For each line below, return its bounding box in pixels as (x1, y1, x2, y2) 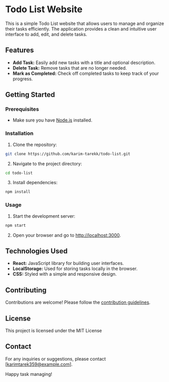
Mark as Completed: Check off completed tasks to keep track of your (12, 70, 159, 76)
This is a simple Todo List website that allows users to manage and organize (5, 20, 164, 26)
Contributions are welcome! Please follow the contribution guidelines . (5, 299, 151, 306)
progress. (12, 75, 33, 82)
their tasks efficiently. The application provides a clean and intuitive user (5, 25, 157, 32)
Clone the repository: (12, 141, 57, 148)
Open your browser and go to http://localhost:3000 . (12, 232, 121, 238)
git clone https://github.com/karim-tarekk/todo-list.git (5, 151, 130, 156)
